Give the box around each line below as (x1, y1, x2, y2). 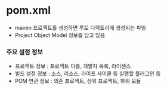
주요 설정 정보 (6, 48, 44, 56)
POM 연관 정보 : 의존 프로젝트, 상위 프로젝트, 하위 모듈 (14, 77, 141, 85)
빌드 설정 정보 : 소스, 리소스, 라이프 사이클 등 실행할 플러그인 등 (14, 70, 161, 77)
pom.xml (6, 4, 51, 17)
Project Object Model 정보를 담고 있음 (14, 31, 106, 39)
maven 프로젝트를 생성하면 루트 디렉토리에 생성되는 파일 (14, 24, 146, 31)
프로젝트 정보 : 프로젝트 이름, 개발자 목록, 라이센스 (14, 63, 131, 70)
